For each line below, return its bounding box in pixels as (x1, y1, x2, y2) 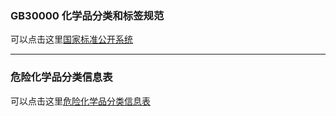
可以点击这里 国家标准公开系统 (10, 33, 133, 46)
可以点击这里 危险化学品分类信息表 (10, 95, 151, 107)
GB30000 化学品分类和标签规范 (10, 8, 165, 22)
